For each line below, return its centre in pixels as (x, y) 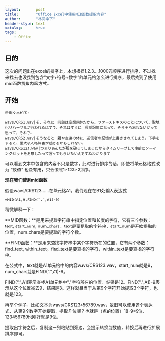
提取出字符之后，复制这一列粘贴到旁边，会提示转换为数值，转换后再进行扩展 (82, 327)
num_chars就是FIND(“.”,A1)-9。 (36, 271)
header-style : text (25, 23)
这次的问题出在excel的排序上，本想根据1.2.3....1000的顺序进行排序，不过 (78, 71)
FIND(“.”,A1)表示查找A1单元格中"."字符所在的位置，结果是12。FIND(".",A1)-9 (80, 282)
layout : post (25, 10)
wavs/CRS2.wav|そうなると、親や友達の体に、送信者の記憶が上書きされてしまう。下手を (82, 138)
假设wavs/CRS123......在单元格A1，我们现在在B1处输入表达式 (66, 190)
